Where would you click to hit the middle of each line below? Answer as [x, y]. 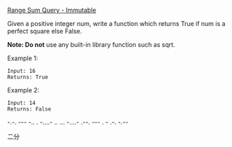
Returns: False [29, 109]
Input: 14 [22, 103]
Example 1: [23, 58]
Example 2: [23, 90]
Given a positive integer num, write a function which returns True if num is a [116, 23]
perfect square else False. [45, 31]
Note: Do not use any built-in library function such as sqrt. [91, 44]
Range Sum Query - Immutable [52, 10]
